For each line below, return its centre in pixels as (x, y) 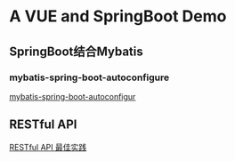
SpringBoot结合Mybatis (77, 51)
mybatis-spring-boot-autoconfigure (89, 77)
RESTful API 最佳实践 (48, 147)
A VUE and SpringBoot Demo (118, 16)
